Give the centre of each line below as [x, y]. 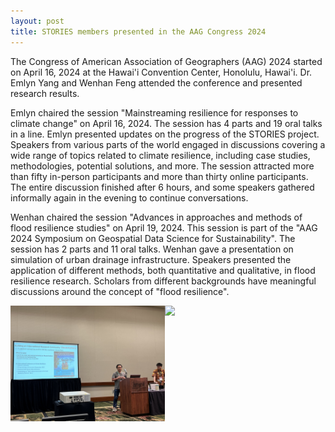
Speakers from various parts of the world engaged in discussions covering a [168, 144]
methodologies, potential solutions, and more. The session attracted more [162, 166]
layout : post [37, 21]
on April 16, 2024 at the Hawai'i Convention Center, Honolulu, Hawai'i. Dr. [161, 72]
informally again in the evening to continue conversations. [129, 197]
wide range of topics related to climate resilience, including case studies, [160, 155]
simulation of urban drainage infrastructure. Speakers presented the [151, 259]
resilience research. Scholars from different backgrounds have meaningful [163, 281]
